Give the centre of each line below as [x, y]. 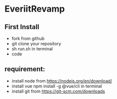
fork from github [28, 38]
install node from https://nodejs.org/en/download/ [62, 81]
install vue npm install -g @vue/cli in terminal [57, 86]
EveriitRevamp [35, 9]
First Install [22, 27]
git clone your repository [36, 44]
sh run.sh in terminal [32, 49]
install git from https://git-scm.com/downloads [58, 91]
